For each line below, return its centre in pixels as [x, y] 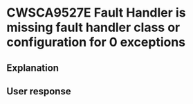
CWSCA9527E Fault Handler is [96, 13]
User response [39, 91]
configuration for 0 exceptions [96, 42]
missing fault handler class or [93, 27]
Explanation [33, 68]
